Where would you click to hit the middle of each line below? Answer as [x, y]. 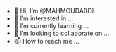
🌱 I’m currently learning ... [51, 26]
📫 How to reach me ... [46, 41]
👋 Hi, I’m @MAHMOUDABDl [53, 11]
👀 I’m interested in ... [44, 18]
